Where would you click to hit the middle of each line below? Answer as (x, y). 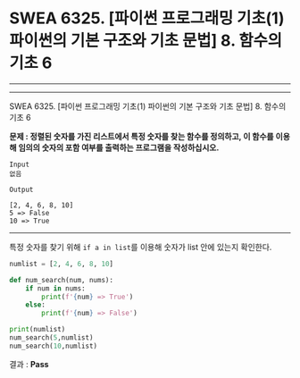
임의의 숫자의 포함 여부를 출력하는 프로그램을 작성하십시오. (119, 147)
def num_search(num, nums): (62, 280)
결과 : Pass (29, 364)
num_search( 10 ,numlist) (54, 346)
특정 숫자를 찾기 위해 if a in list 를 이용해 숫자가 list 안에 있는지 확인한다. (141, 247)
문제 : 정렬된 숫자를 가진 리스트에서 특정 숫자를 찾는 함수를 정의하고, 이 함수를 (142, 136)
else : (36, 305)
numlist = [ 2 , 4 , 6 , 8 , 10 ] (62, 264)
